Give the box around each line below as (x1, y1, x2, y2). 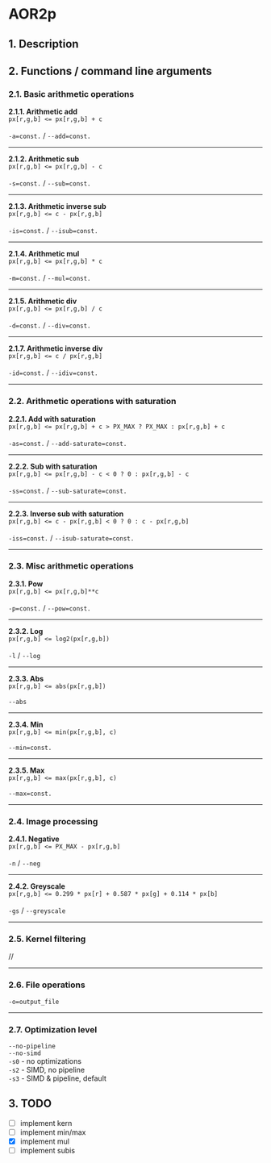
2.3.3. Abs (8, 673, 44, 683)
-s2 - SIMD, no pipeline (8, 1065, 85, 1075)
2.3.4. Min (8, 719, 44, 729)
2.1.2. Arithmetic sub (8, 154, 80, 164)
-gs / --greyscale (8, 906, 66, 915)
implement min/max (19, 1127, 86, 1137)
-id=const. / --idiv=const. (8, 368, 98, 377)
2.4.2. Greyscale (8, 882, 66, 891)
